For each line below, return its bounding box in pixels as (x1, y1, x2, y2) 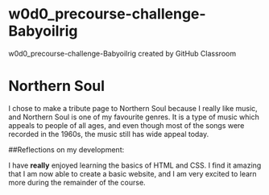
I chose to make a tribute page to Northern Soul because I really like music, (8, 103, 258, 113)
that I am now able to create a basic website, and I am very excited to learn (8, 168, 257, 178)
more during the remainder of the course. (8, 177, 147, 187)
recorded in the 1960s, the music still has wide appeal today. (8, 129, 209, 139)
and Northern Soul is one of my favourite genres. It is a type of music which (8, 112, 260, 122)
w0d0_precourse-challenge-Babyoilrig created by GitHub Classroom (8, 48, 236, 58)
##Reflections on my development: (8, 144, 125, 154)
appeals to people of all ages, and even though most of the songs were (8, 120, 245, 130)
